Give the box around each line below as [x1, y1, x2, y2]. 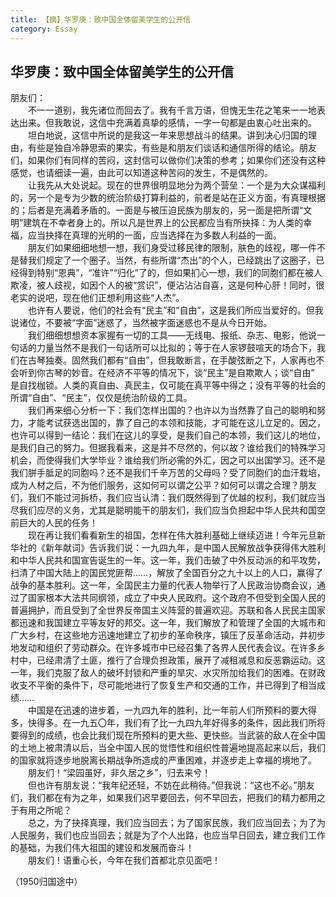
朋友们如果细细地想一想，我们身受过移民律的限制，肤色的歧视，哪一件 [27, 242, 317, 254]
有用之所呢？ [18, 804, 72, 816]
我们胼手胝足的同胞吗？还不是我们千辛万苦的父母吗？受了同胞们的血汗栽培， [10, 467, 326, 479]
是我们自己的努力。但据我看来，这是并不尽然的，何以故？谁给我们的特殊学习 [10, 442, 326, 454]
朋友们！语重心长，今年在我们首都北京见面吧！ [27, 854, 221, 866]
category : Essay [10, 24, 78, 34]
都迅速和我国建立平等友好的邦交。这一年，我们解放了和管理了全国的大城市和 [10, 617, 326, 629]
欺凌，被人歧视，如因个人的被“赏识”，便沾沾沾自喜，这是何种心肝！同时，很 [10, 279, 325, 291]
